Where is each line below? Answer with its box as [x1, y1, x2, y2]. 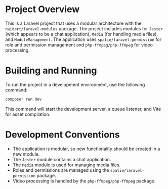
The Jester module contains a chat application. [12, 156, 111, 162]
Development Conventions [5, 129, 120, 140]
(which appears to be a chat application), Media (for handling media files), [5, 31, 158, 37]
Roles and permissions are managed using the [12, 167, 109, 173]
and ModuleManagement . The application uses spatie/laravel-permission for [5, 36, 162, 42]
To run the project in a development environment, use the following [5, 81, 145, 87]
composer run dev [5, 97, 42, 102]
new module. [12, 151, 40, 157]
